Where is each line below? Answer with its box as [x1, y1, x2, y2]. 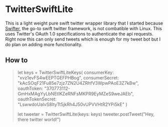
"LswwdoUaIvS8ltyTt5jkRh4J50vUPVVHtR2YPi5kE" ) [17, 101, 128, 107]
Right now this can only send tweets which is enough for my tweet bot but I [5, 36, 161, 42]
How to [5, 56, 28, 65]
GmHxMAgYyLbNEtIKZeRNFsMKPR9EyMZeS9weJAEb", [17, 90, 134, 96]
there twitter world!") [17, 116, 61, 122]
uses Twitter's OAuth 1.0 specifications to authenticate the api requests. [5, 31, 154, 37]
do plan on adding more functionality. [5, 41, 83, 47]
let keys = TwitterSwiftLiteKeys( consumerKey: [17, 69, 114, 75]
